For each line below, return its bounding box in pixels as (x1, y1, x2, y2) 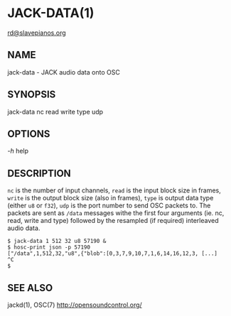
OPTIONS (7, 128, 50, 140)
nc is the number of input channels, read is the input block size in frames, (7, 186, 222, 195)
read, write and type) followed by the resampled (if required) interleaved (7, 217, 219, 225)
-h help (7, 147, 29, 156)
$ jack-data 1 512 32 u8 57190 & (7, 238, 107, 245)
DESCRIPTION (7, 167, 71, 179)
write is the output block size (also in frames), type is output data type (7, 194, 214, 202)
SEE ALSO (7, 282, 53, 294)
